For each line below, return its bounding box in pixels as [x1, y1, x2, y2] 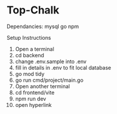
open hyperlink [15, 101, 52, 108]
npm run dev [15, 95, 46, 102]
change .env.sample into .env [15, 58, 87, 65]
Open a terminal [15, 45, 55, 53]
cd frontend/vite [15, 89, 55, 96]
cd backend [15, 51, 45, 58]
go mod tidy [15, 70, 45, 77]
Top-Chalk [6, 4, 59, 17]
